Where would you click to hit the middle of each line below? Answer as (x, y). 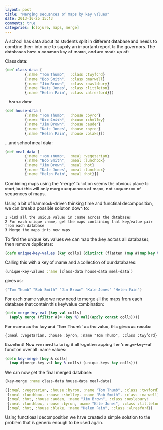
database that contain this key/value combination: (55, 304)
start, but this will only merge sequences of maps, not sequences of (73, 189)
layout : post (18, 9)
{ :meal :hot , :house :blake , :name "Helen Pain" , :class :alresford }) (80, 408)
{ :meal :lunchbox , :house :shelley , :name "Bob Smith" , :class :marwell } (83, 395)
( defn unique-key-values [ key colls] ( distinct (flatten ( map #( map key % (82, 253)
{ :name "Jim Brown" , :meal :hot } (59, 165)
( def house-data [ (24, 111)
